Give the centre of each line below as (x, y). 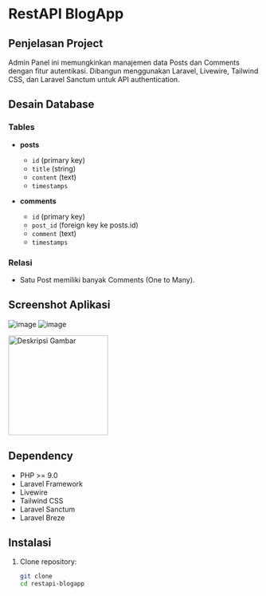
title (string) (54, 168)
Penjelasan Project (56, 43)
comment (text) (54, 233)
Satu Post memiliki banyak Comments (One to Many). (107, 279)
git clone (36, 576)
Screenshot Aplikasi (59, 305)
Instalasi (30, 543)
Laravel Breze (42, 517)
